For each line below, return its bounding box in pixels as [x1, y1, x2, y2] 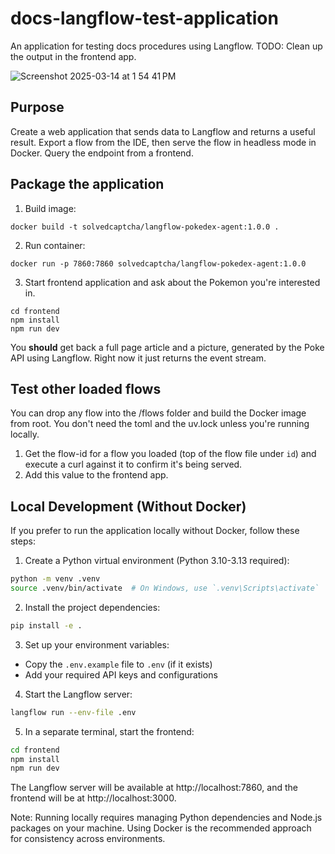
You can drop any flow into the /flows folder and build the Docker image [10, 407, 307, 419]
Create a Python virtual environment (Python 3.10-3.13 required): [24, 555, 290, 567]
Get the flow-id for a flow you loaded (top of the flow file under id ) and [24, 448, 317, 460]
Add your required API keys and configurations [24, 668, 218, 681]
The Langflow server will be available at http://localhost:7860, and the [10, 782, 298, 794]
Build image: [24, 202, 77, 214]
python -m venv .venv [10, 574, 101, 584]
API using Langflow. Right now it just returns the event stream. [10, 352, 267, 364]
